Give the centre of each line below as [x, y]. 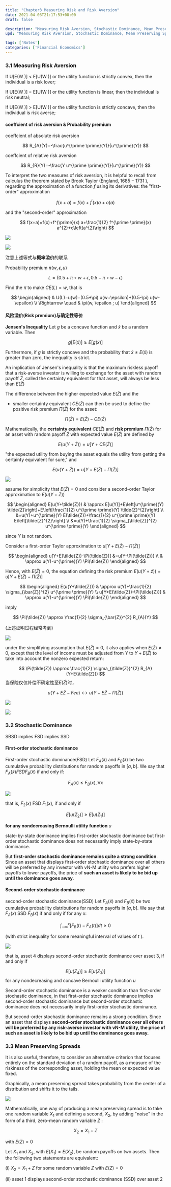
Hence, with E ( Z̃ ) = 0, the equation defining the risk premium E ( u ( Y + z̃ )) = [83, 571]
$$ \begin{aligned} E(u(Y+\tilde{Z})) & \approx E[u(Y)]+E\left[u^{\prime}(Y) [85, 504]
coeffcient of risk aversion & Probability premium [58, 124]
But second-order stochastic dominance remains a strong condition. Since [83, 1017]
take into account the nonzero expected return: [55, 658]
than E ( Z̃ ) [15, 384]
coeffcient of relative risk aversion [41, 156]
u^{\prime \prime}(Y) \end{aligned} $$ [85, 526]
